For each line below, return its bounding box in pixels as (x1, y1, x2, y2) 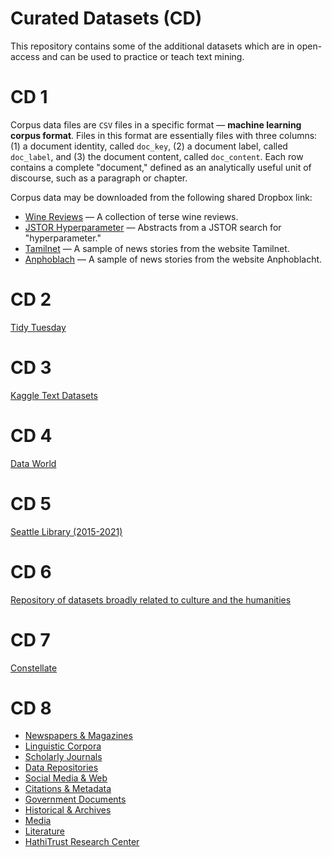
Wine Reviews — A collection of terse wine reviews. (24, 210, 239, 222)
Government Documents (24, 793, 127, 806)
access (10, 50, 40, 62)
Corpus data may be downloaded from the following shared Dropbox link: (10, 191, 313, 203)
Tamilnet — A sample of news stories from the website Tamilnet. (24, 242, 290, 254)
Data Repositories (24, 762, 99, 774)
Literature (24, 825, 65, 837)
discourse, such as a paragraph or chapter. (10, 172, 188, 184)
